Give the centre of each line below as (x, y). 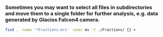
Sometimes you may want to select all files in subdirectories (79, 7)
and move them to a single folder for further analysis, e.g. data (81, 13)
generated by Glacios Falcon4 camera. (53, 20)
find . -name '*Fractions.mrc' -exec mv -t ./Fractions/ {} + (70, 30)
